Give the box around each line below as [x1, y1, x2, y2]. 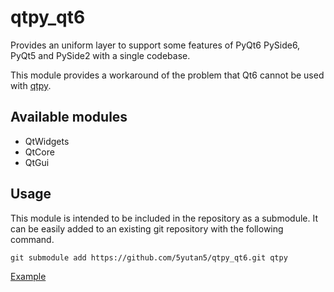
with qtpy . [10, 79, 52, 91]
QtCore [24, 146, 55, 158]
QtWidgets [24, 135, 70, 147]
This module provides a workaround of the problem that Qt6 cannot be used [10, 69, 325, 81]
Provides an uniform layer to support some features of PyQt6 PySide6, [10, 39, 301, 51]
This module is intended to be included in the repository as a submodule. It [10, 212, 318, 224]
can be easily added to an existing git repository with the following [10, 222, 284, 235]
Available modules [10, 109, 128, 126]
